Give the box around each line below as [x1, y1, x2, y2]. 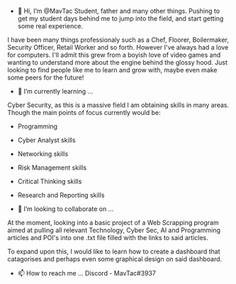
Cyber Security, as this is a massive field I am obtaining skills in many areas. [7, 101, 230, 109]
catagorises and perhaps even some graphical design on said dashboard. [7, 255, 223, 263]
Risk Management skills [17, 163, 87, 172]
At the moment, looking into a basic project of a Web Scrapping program [7, 219, 219, 226]
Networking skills [17, 150, 69, 158]
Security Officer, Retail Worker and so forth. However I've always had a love [7, 43, 229, 51]
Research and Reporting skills [17, 191, 105, 199]
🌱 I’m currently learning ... [17, 87, 94, 95]
